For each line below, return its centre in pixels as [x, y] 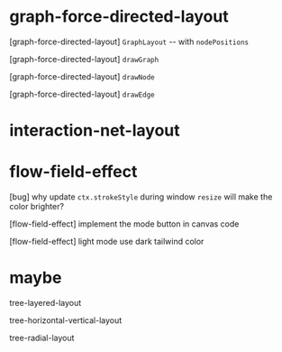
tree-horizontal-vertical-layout [66, 320]
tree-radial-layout [42, 338]
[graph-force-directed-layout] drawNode [82, 76]
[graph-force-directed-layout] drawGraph [84, 59]
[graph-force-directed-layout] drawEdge [82, 94]
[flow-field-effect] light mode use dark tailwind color [107, 242]
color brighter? [37, 207]
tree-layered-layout [45, 303]
